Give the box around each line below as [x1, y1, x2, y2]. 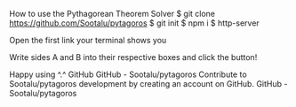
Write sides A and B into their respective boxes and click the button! [9, 52, 258, 62]
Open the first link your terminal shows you [9, 35, 167, 45]
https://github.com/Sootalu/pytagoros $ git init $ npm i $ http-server [9, 18, 260, 28]
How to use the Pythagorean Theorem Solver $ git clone [9, 9, 216, 19]
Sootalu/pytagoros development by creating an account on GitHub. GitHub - [9, 79, 288, 88]
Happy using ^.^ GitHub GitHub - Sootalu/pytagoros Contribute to [9, 69, 247, 80]
